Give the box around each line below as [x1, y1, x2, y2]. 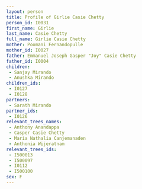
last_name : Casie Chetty [6, 31, 67, 37]
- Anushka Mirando [8, 75, 54, 81]
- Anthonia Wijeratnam [8, 140, 65, 147]
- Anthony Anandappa [8, 124, 60, 130]
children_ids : [6, 81, 41, 87]
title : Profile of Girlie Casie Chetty [6, 14, 105, 20]
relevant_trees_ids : [6, 146, 57, 152]
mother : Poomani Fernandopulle [6, 42, 83, 48]
